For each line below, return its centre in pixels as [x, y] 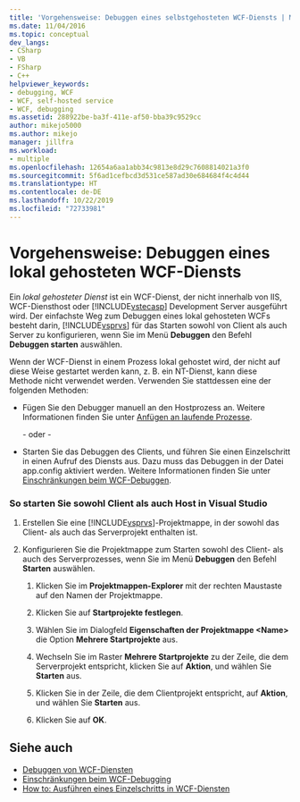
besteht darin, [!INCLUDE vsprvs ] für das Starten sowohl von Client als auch [148, 325]
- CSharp [25, 51]
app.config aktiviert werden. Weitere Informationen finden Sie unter [146, 470]
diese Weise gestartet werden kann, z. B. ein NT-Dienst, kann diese [133, 371]
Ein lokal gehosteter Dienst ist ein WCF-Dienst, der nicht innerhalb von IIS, [146, 297]
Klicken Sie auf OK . [71, 720]
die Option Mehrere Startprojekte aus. [107, 639]
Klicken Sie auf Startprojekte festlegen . [109, 612]
